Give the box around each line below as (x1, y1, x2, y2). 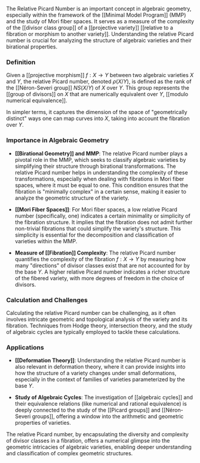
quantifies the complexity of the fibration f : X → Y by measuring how (14, 255, 186, 262)
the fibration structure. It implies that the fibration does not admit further (14, 218, 193, 226)
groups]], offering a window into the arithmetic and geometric (32, 413, 184, 420)
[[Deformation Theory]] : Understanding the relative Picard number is (14, 357, 186, 364)
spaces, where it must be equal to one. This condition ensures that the (14, 182, 189, 189)
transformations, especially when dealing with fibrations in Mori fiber (14, 175, 184, 182)
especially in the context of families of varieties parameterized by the (14, 376, 185, 383)
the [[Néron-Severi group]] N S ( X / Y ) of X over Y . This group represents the (6, 84, 190, 91)
